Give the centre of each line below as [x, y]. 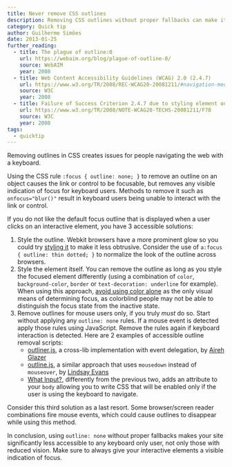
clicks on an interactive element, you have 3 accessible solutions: [100, 226]
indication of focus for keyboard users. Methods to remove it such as [105, 191]
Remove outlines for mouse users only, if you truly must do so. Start [114, 313]
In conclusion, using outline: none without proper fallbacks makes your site [115, 436]
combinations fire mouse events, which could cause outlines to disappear [112, 415]
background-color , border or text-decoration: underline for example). [118, 284]
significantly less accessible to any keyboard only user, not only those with [114, 443]
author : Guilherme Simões [44, 33]
